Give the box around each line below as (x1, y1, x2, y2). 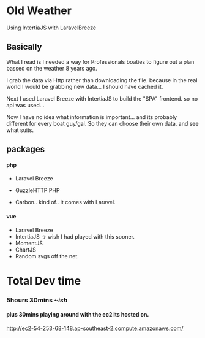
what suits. (6, 126, 34, 134)
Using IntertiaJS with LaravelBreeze (6, 24, 97, 31)
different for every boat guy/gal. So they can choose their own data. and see (6, 120, 199, 127)
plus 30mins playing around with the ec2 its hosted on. (6, 311, 149, 318)
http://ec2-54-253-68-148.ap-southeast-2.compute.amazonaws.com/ (6, 325, 184, 332)
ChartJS (15, 246, 37, 253)
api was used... (6, 101, 45, 109)
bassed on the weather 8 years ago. (6, 64, 98, 72)
